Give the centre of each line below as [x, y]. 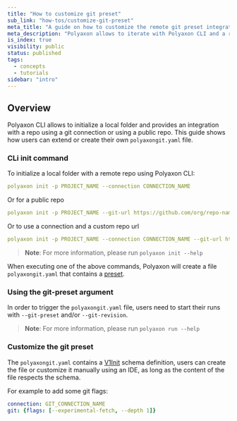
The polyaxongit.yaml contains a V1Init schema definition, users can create [117, 362]
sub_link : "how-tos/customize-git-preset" [71, 20]
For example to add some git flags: [57, 391]
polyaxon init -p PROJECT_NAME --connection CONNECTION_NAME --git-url [115, 239]
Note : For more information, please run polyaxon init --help [114, 253]
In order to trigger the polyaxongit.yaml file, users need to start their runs [114, 307]
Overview [29, 108]
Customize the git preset [50, 347]
